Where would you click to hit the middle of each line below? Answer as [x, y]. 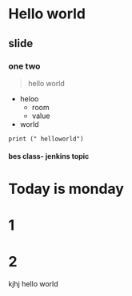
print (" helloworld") [46, 139]
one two [24, 66]
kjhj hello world [33, 283]
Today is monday [66, 189]
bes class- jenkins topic [49, 156]
